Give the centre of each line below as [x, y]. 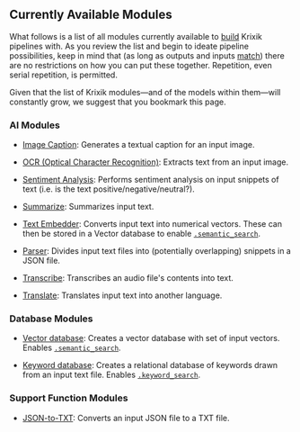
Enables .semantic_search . [71, 348]
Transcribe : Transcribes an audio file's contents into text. [128, 278]
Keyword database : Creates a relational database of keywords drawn [150, 365]
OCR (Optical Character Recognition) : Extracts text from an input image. [155, 162]
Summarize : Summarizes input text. [88, 207]
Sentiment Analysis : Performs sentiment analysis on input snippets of [151, 180]
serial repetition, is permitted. [64, 75]
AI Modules [35, 125]
